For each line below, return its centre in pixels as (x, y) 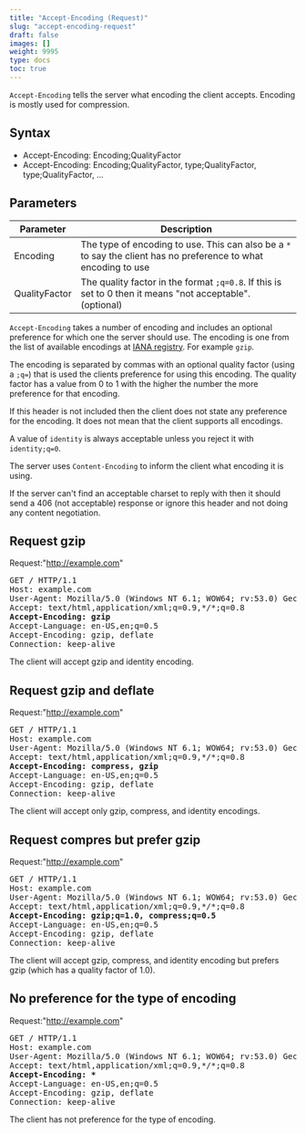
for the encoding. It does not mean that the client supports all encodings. (146, 421)
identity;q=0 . (35, 448)
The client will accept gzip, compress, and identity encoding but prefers (144, 960)
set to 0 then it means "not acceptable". (165, 293)
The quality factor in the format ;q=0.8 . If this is (181, 282)
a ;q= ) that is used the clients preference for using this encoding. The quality (153, 374)
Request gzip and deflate (82, 690)
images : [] (30, 43)
